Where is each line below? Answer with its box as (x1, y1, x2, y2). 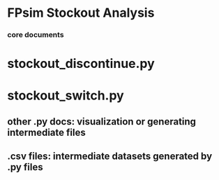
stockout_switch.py (7, 88, 124, 104)
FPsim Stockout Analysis (7, 5, 155, 21)
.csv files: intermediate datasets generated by (7, 151, 213, 162)
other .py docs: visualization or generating (7, 116, 197, 127)
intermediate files (7, 126, 86, 138)
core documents (7, 30, 64, 40)
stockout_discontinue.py (7, 56, 155, 71)
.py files (7, 161, 43, 173)
